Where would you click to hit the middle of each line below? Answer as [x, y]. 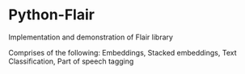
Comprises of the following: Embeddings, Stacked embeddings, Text [122, 52]
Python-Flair [52, 15]
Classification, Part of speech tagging [71, 61]
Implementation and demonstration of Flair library [91, 37]
